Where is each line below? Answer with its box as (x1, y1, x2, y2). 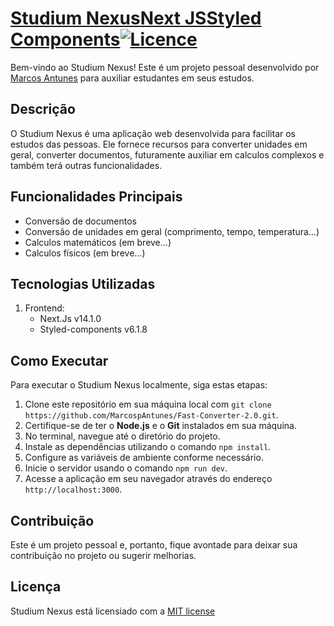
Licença (10, 578, 62, 596)
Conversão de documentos (24, 215, 137, 227)
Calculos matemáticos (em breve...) (24, 236, 172, 248)
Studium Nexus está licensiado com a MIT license (10, 605, 216, 617)
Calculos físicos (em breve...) (24, 247, 146, 259)
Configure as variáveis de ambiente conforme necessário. (24, 452, 264, 464)
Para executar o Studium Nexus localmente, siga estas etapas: (10, 379, 268, 391)
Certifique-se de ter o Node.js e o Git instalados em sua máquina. (24, 420, 297, 432)
